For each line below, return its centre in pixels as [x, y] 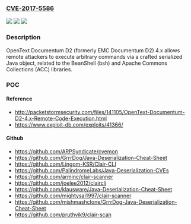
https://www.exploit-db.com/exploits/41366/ [69, 124]
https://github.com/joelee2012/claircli [61, 183]
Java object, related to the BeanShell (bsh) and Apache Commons [87, 63]
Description [23, 37]
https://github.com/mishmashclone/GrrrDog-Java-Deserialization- [96, 202]
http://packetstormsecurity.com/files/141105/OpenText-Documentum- [100, 112]
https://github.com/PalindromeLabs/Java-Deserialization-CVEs [92, 170]
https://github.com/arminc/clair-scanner [64, 176]
